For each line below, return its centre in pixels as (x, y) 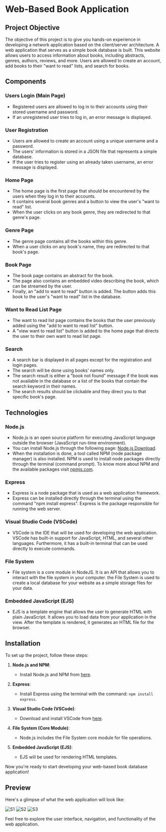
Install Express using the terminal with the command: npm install (86, 694)
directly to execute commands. (44, 548)
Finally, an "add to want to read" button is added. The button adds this (84, 291)
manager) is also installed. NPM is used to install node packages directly (86, 459)
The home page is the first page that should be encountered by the (81, 191)
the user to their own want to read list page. (57, 336)
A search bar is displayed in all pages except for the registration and (82, 360)
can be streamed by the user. (42, 286)
